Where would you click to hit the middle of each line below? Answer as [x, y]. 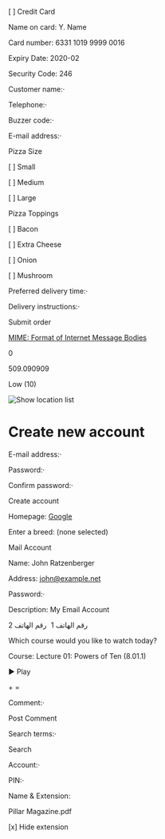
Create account [34, 501]
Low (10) [23, 384]
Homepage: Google [40, 516]
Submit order [30, 322]
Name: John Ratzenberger [51, 563]
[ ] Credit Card [32, 12]
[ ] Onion [23, 260]
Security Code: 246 [41, 74]
